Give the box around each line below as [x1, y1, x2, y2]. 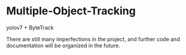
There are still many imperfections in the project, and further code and [6, 35, 180, 42]
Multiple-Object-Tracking [6, 4, 136, 18]
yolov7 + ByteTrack [6, 24, 54, 31]
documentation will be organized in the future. [6, 42, 121, 49]
